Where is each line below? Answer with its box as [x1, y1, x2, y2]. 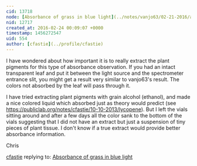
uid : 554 [6, 36, 28, 41]
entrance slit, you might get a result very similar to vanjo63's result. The [6, 75, 180, 82]
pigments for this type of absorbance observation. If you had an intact [6, 63, 176, 70]
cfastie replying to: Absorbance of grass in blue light [6, 153, 133, 160]
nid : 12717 [6, 19, 33, 25]
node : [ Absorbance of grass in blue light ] [6, 14, 114, 20]
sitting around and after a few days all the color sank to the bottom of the [6, 112, 182, 119]
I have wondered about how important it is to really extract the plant [6, 57, 170, 64]
